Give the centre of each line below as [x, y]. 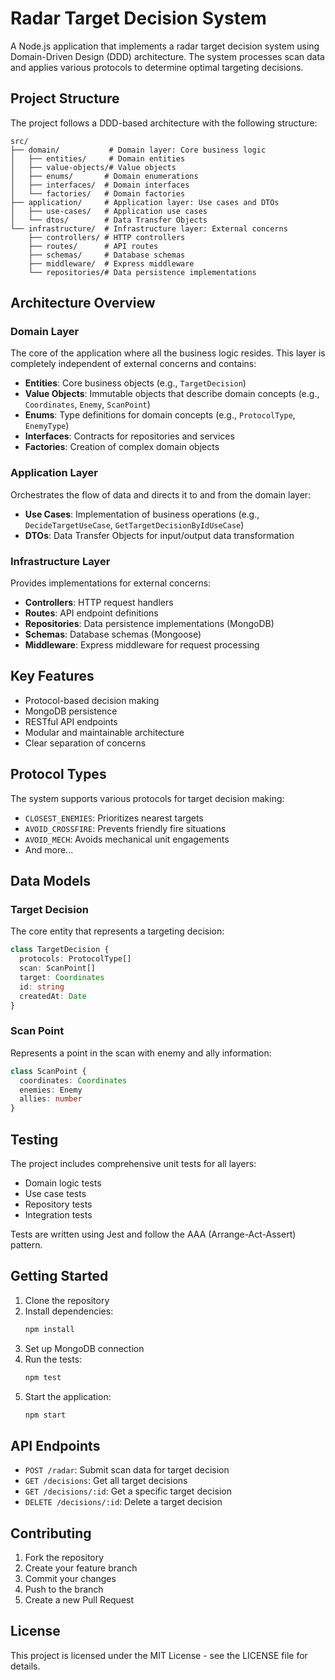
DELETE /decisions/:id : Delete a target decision [123, 1502]
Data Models [50, 881]
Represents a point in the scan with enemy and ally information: [141, 1053]
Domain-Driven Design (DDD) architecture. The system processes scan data [167, 56]
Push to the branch [64, 1589]
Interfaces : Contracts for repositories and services [129, 436]
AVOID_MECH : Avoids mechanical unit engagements [127, 839]
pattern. [26, 1244]
